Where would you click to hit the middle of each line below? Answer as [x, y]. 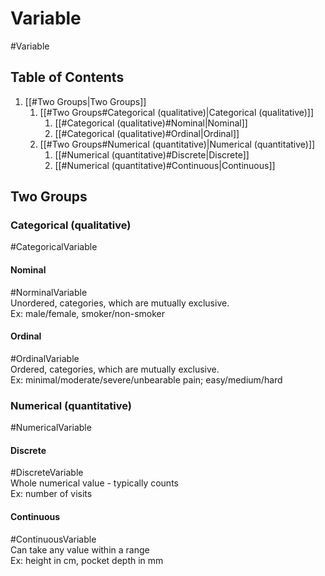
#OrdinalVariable [45, 358]
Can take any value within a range [80, 549]
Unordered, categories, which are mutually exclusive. [120, 303]
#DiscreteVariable [47, 473]
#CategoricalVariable [54, 247]
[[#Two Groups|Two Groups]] [85, 101]
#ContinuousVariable [53, 539]
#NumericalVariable [51, 428]
